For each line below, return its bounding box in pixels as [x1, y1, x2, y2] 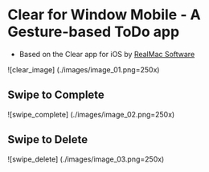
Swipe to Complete [7, 88, 105, 102]
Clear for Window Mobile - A [7, 6, 202, 24]
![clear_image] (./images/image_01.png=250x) [7, 64, 160, 74]
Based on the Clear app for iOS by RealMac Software [18, 49, 195, 59]
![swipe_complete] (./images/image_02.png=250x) [7, 109, 175, 119]
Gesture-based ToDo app [7, 23, 180, 41]
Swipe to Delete [7, 133, 88, 146]
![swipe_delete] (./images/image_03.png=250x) [7, 154, 165, 164]
